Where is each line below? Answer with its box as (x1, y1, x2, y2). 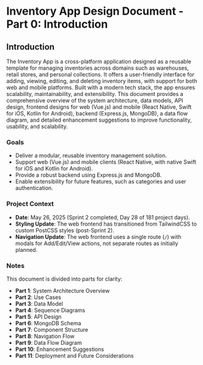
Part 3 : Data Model (15, 300, 63, 307)
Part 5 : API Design (15, 313, 62, 320)
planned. (15, 246, 38, 253)
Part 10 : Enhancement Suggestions (15, 345, 105, 353)
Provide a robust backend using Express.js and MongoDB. (15, 171, 162, 179)
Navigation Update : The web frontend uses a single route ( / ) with (15, 233, 182, 240)
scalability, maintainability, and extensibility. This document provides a (6, 90, 183, 97)
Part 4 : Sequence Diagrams (15, 306, 86, 314)
